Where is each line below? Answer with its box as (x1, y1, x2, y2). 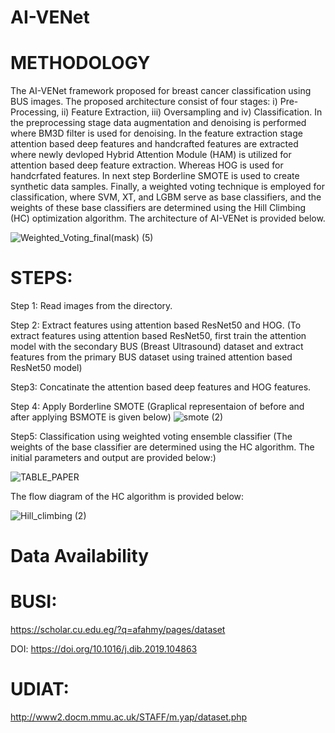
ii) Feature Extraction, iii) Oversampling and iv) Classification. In (61, 106, 323, 118)
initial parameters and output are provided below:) (10, 452, 217, 464)
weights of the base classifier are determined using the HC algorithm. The (10, 441, 315, 453)
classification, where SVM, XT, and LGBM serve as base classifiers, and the (10, 191, 322, 203)
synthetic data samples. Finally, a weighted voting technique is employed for (10, 181, 325, 193)
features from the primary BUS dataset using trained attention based (10, 351, 293, 363)
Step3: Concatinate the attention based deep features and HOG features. (10, 381, 312, 393)
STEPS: (10, 267, 73, 290)
